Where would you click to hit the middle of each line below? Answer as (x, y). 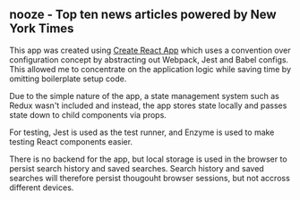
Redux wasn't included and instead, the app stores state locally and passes (148, 105)
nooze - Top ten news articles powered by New (143, 15)
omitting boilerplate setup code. (68, 79)
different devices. (42, 187)
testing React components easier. (71, 141)
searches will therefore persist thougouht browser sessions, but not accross (150, 178)
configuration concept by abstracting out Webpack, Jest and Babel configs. (149, 59)
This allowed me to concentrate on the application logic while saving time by (150, 69)
